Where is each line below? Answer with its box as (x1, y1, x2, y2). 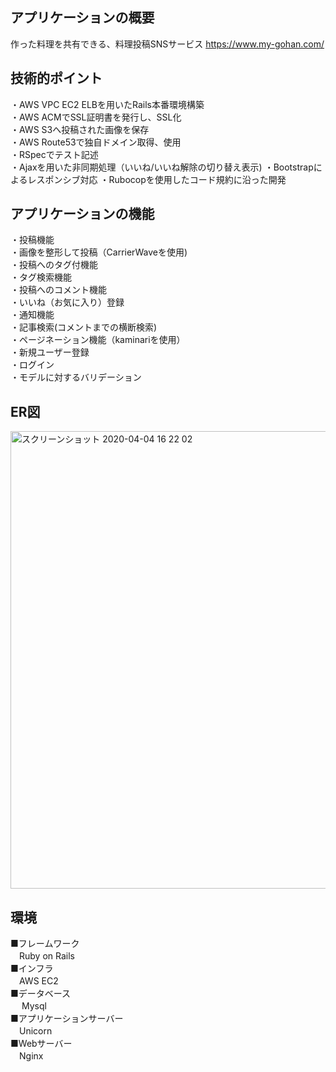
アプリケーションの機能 (10, 206, 155, 223)
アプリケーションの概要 (10, 9, 155, 27)
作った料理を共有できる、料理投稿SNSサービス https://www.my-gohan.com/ (10, 38, 325, 50)
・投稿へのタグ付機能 (10, 259, 98, 271)
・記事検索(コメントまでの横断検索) (10, 321, 158, 333)
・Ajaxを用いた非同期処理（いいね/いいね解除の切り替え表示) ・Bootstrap (10, 161, 314, 173)
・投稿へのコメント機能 (10, 284, 107, 296)
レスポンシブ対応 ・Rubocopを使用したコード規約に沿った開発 (27, 173, 287, 185)
